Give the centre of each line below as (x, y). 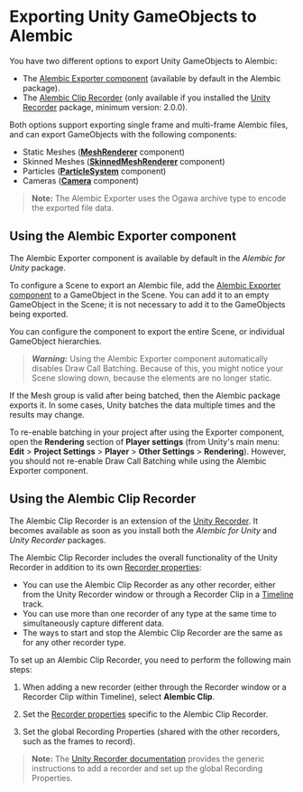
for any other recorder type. (74, 642)
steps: (21, 669)
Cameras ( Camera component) (81, 180)
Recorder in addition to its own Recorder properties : (106, 567)
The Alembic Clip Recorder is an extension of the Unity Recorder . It (134, 521)
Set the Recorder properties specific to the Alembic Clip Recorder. (145, 714)
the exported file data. (73, 207)
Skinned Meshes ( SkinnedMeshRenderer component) (124, 161)
